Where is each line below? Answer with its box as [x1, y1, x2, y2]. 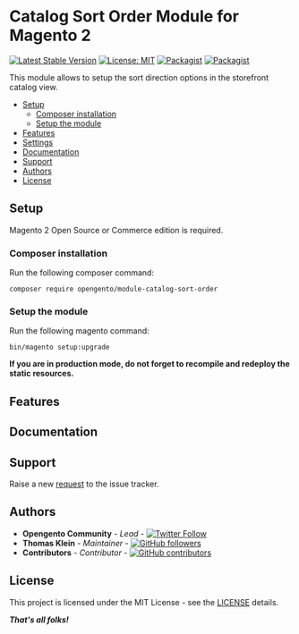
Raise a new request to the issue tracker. [9, 478, 159, 489]
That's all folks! [9, 614, 70, 625]
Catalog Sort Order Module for [9, 6, 240, 27]
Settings [21, 137, 54, 148]
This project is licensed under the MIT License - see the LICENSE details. [9, 596, 279, 607]
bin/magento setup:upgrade [9, 342, 110, 352]
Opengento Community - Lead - [21, 528, 145, 538]
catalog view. [9, 81, 58, 92]
